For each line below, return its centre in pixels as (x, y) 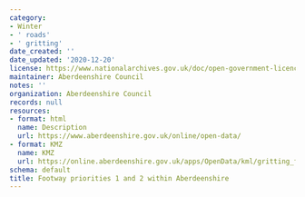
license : (26, 69)
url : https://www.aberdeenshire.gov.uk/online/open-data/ (130, 136)
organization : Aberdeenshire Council (81, 94)
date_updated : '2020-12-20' (63, 60)
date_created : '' (42, 52)
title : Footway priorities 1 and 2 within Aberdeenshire (119, 178)
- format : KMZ (36, 144)
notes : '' (28, 85)
